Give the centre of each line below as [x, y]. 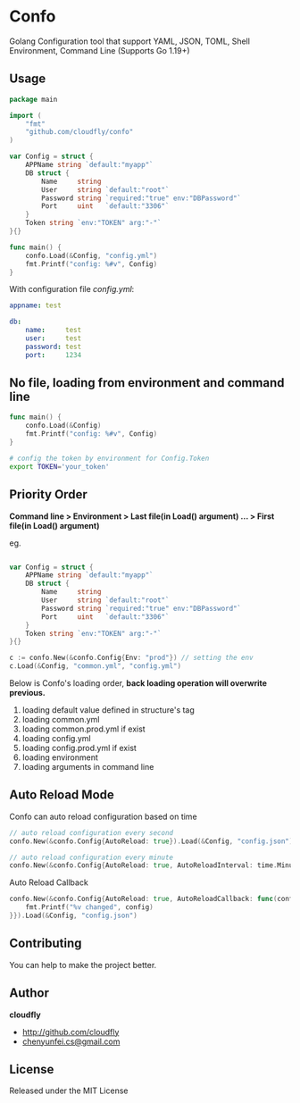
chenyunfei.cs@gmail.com [71, 1041]
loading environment [60, 757]
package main [33, 99]
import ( [25, 115]
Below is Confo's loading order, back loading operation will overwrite [138, 683]
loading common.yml [61, 719]
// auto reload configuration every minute [92, 857]
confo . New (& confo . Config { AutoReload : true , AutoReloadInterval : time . [143, 865]
